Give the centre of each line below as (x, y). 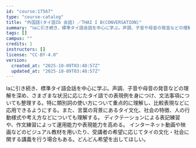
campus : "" (19, 38)
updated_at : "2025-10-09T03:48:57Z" (56, 71)
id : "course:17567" (30, 11)
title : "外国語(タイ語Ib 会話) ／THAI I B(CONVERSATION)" (74, 22)
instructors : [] (26, 50)
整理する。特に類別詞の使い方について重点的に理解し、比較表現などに (105, 103)
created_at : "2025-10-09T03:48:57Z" (56, 66)
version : (17, 60)
